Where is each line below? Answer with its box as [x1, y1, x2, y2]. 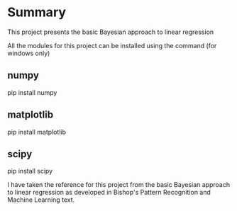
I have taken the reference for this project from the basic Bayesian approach [7, 181, 231, 189]
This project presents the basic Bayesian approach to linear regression [7, 28, 214, 36]
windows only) [7, 49, 50, 57]
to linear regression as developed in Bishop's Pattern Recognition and [7, 188, 211, 197]
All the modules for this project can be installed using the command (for [7, 41, 217, 50]
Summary [7, 4, 66, 21]
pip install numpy [7, 88, 57, 96]
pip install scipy [7, 167, 53, 176]
